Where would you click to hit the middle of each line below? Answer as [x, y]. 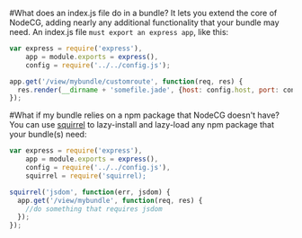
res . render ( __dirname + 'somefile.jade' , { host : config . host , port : [148, 90]
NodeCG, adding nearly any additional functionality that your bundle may [145, 22]
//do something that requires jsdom [94, 209]
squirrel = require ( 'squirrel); [86, 176]
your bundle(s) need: [48, 135]
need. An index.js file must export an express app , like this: [119, 32]
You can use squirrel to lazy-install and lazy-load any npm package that [142, 125]
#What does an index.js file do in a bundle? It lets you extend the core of [143, 13]
